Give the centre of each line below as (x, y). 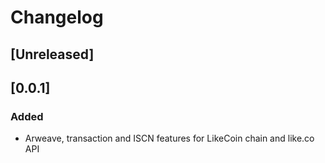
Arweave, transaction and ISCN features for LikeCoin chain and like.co (169, 138)
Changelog (57, 17)
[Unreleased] (52, 54)
